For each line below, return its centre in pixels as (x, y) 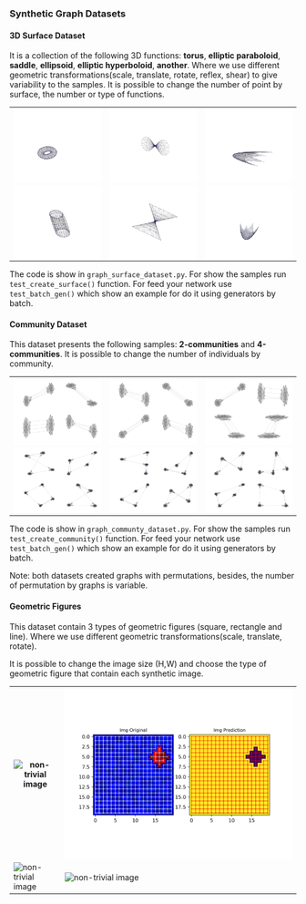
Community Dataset (48, 324)
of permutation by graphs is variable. (79, 585)
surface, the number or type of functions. (87, 95)
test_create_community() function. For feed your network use (125, 539)
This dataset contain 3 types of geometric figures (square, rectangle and (146, 626)
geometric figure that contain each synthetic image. (107, 673)
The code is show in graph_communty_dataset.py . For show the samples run (150, 529)
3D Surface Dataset (47, 36)
